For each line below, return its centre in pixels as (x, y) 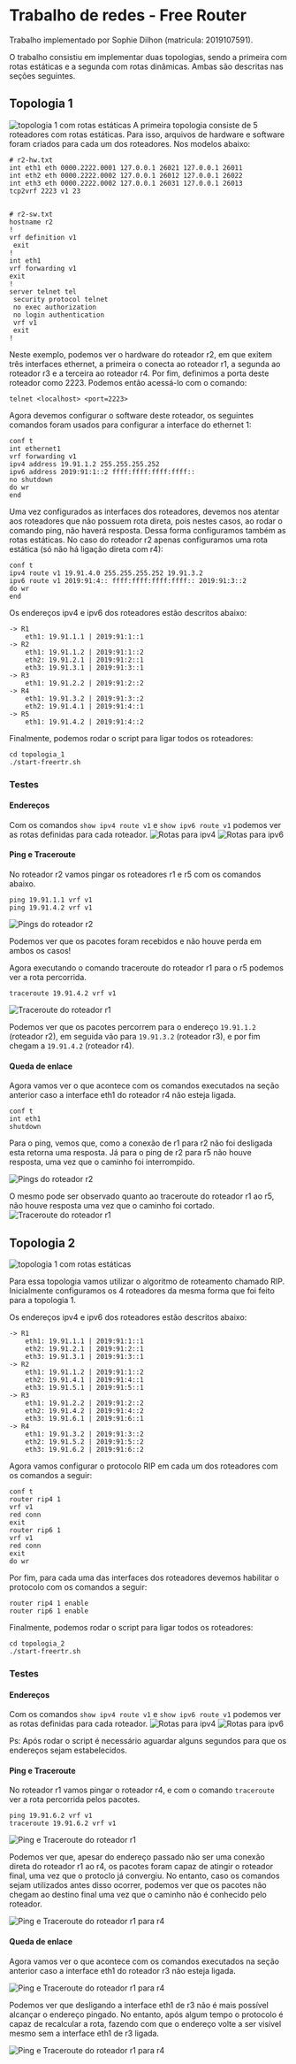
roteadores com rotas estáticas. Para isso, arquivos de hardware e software (147, 134)
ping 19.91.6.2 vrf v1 (51, 1816)
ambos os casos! (40, 951)
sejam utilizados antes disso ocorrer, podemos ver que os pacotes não (138, 1885)
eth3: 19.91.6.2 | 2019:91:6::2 (84, 1450)
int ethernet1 (35, 449)
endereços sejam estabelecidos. (68, 1750)
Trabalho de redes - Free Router (128, 15)
